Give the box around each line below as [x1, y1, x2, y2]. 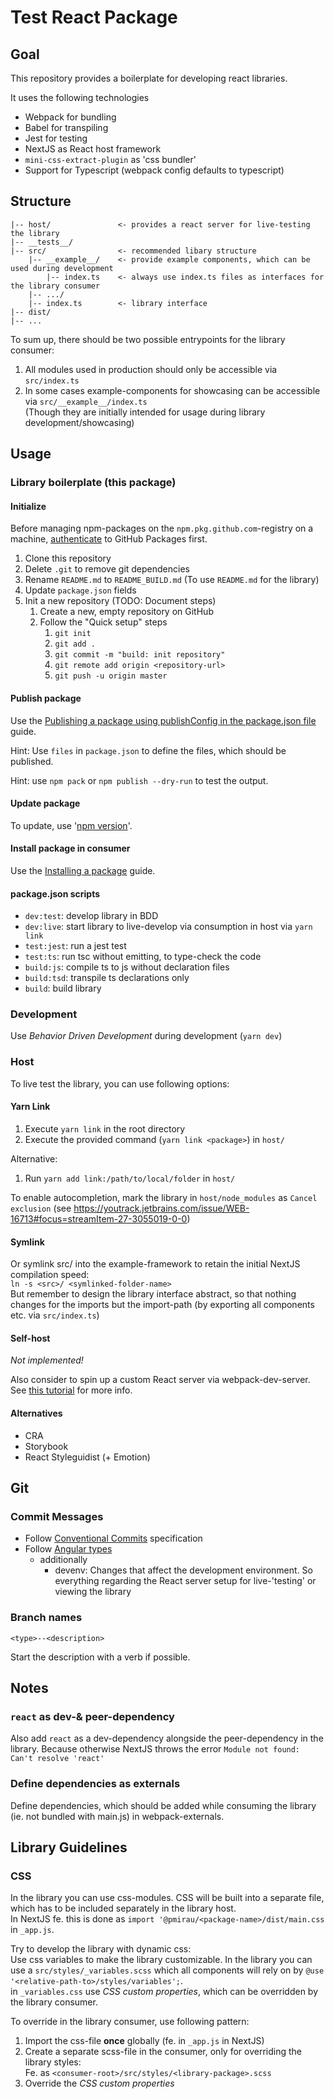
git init [54, 629, 92, 639]
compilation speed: [10, 1269, 90, 1281]
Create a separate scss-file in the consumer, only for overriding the [24, 2046, 302, 2058]
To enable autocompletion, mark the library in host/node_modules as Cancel [10, 1191, 318, 1203]
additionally [39, 1554, 88, 1566]
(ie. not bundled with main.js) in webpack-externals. [10, 1810, 225, 1822]
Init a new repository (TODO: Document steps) [24, 595, 217, 607]
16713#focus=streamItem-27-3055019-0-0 [10, 1212, 188, 1225]
